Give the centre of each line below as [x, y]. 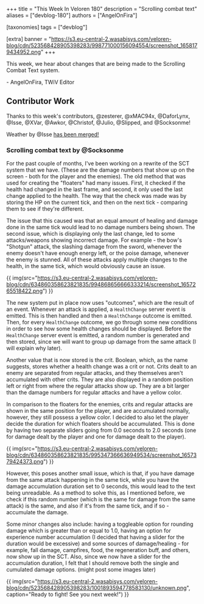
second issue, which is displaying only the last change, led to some [91, 234]
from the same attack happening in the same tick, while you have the [93, 480]
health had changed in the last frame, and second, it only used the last [95, 189]
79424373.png [25, 462]
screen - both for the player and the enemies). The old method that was [96, 176]
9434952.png [24, 52]
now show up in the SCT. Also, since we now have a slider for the [88, 557]
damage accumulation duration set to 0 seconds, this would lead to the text [101, 486]
